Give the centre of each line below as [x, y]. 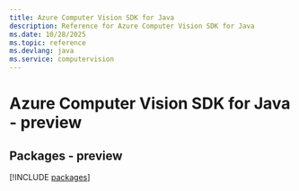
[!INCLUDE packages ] [50, 177]
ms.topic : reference [48, 43]
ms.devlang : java [42, 51]
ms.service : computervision [62, 59]
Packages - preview [66, 156]
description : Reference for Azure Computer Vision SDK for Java [132, 26]
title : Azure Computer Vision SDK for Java [92, 17]
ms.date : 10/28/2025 [48, 34]
